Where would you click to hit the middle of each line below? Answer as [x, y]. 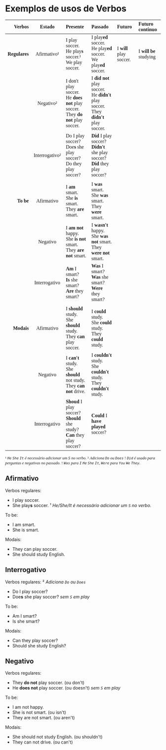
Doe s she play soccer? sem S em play [51, 597]
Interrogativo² [47, 155]
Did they [100, 164]
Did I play [102, 136]
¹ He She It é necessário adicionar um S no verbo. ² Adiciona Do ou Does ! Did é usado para [80, 458]
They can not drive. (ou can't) [42, 742]
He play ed [102, 48]
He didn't [101, 95]
